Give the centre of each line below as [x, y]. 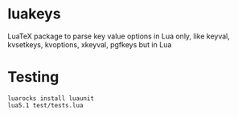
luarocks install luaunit [51, 98]
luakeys [34, 14]
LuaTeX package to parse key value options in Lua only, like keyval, [119, 36]
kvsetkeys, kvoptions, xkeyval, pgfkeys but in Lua [90, 44]
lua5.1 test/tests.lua [45, 105]
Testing [33, 77]
